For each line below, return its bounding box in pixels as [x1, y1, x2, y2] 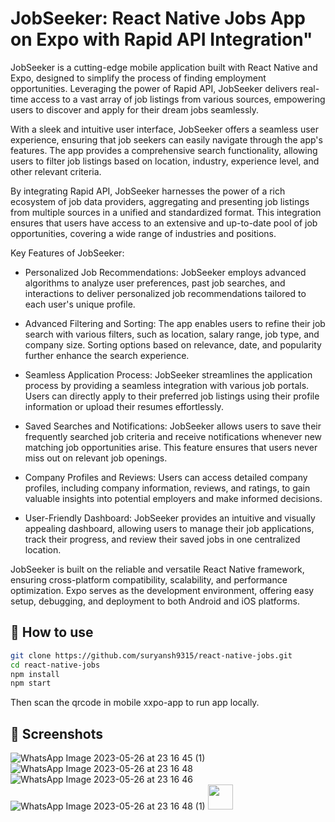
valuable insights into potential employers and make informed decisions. [24, 492, 323, 504]
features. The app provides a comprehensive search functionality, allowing [10, 144, 318, 156]
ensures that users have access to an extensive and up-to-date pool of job [10, 217, 318, 229]
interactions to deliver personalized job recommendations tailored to [24, 287, 307, 299]
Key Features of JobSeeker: [10, 247, 125, 259]
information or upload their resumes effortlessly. [24, 400, 224, 412]
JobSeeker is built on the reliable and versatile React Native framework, [10, 563, 305, 575]
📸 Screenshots [10, 725, 104, 742]
